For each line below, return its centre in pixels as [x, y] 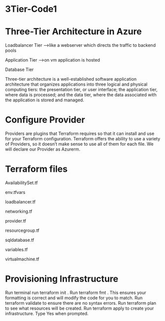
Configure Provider [45, 120]
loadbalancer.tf [20, 202]
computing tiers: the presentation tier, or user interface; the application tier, [81, 90]
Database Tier [19, 69]
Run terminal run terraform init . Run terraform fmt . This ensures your [76, 292]
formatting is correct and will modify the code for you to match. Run [74, 298]
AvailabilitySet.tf [21, 183]
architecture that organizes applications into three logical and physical [76, 84]
